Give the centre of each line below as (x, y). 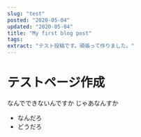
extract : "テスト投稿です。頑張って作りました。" (71, 46)
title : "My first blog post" (50, 33)
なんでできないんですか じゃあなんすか (63, 103)
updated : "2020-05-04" (40, 26)
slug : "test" (26, 14)
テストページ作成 (56, 82)
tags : (15, 40)
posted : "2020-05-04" (39, 20)
